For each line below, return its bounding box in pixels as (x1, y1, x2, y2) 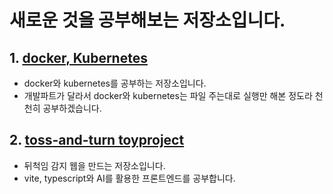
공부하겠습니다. (42, 102, 102, 114)
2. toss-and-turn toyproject (9, 132, 185, 149)
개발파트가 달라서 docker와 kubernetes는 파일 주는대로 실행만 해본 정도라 (23, 90, 313, 101)
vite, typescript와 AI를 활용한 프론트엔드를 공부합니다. (23, 172, 236, 184)
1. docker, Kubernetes (9, 49, 148, 66)
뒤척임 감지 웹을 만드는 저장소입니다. (23, 159, 166, 171)
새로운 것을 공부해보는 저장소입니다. (9, 9, 286, 32)
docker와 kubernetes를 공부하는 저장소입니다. (23, 77, 207, 89)
